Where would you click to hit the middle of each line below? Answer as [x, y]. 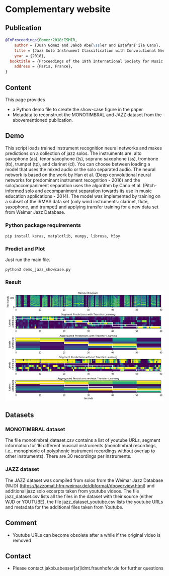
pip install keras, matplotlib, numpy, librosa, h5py [63, 236]
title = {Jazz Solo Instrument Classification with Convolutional [85, 51]
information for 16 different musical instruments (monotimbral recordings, [81, 446]
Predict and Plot [25, 249]
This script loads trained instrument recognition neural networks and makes [84, 148]
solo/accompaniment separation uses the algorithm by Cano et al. [73, 185]
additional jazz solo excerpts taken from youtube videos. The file [72, 491]
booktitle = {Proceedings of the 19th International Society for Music [87, 61]
